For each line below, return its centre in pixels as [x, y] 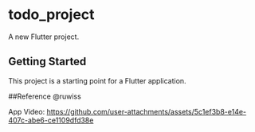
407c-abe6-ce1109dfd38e [51, 120]
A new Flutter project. [44, 37]
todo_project [51, 15]
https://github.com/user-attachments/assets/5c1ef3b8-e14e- [147, 111]
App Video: [27, 111]
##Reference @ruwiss [45, 96]
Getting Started [47, 62]
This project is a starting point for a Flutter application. [97, 80]
